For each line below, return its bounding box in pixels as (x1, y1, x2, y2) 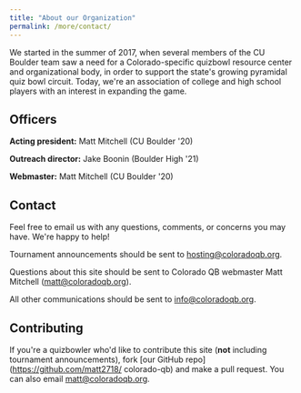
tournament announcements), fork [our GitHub (9, 354, 184, 365)
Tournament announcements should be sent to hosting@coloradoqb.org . (9, 249, 283, 260)
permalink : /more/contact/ (9, 22, 112, 31)
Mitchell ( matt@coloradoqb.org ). (9, 277, 132, 287)
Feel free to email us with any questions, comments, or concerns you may (9, 222, 286, 233)
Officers (9, 111, 57, 127)
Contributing (9, 320, 84, 336)
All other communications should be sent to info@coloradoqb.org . (9, 294, 256, 305)
